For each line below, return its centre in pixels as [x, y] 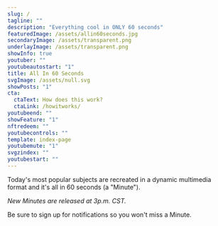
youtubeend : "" [30, 113]
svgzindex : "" [28, 153]
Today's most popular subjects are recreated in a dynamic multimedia [109, 179]
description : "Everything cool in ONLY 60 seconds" [85, 27]
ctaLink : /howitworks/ [47, 107]
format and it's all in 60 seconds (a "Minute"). [74, 187]
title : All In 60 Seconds [45, 73]
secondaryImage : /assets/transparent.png [70, 41]
